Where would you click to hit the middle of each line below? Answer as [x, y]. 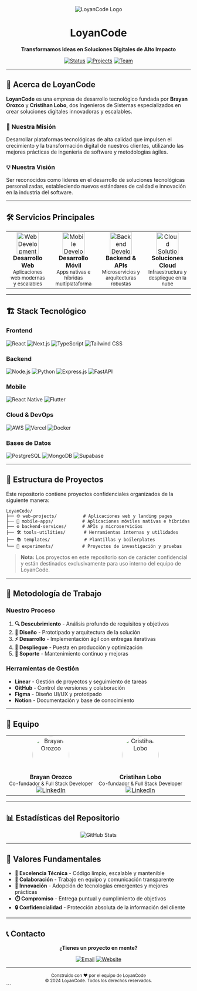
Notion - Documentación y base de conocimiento [74, 700]
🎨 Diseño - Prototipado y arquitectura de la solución [77, 632]
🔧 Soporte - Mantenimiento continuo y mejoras [72, 653]
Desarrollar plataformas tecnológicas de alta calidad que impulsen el [89, 139]
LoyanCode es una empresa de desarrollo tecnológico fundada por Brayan [97, 99]
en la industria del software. [40, 192]
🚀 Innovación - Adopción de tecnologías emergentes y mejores [91, 886]
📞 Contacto [26, 934]
